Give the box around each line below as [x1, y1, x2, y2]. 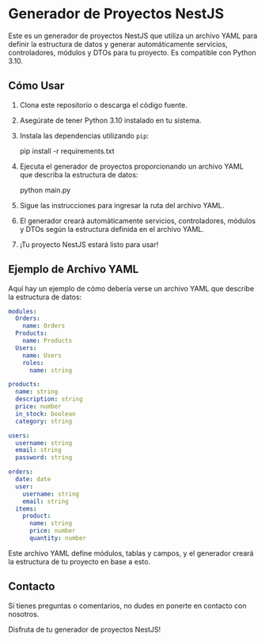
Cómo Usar [8, 79, 65, 93]
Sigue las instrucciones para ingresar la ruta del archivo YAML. [19, 200, 225, 210]
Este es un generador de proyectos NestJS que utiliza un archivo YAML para [8, 31, 258, 40]
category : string [15, 417, 73, 425]
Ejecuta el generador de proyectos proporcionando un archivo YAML [19, 161, 244, 171]
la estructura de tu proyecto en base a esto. [8, 557, 151, 566]
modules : [8, 307, 37, 315]
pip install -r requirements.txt [19, 146, 115, 155]
